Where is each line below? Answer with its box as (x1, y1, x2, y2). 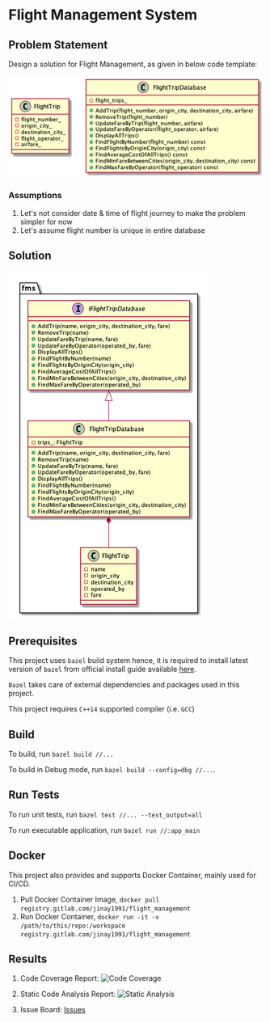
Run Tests (8, 788, 60, 802)
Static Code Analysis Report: (19, 989, 116, 999)
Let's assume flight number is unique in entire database (19, 225, 206, 235)
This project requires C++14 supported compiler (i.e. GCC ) (8, 704, 196, 714)
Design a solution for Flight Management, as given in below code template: (8, 59, 257, 69)
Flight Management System (8, 6, 198, 24)
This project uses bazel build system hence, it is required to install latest (8, 656, 249, 665)
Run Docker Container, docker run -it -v (19, 911, 159, 921)
